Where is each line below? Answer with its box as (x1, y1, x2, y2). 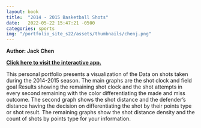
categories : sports (6, 25, 55, 32)
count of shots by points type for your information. (6, 115, 131, 123)
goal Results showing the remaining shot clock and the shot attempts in (6, 83, 183, 90)
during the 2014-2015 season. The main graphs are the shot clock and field (6, 77, 192, 84)
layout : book (6, 8, 39, 15)
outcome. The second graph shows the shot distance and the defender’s (6, 96, 186, 103)
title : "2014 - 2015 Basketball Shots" (6, 14, 109, 20)
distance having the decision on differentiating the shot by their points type (6, 102, 192, 109)
